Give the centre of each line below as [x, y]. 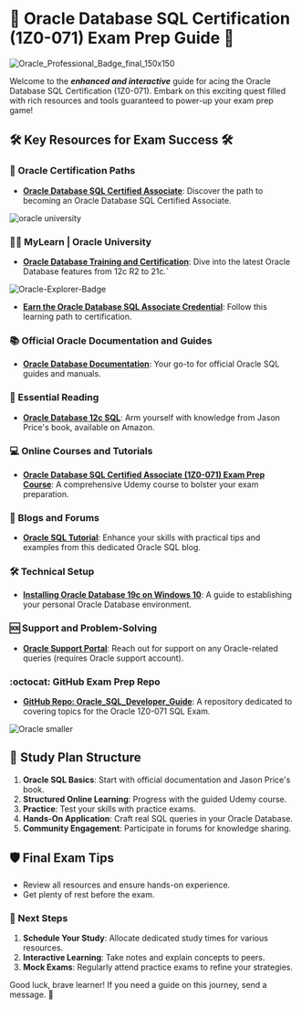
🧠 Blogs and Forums [55, 517]
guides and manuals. [62, 374]
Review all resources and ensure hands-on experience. [126, 885]
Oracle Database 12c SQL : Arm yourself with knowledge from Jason [151, 417]
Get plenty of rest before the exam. [89, 894]
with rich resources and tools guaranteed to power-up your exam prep [141, 101]
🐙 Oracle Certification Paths [73, 171]
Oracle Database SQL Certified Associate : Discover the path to [143, 190]
